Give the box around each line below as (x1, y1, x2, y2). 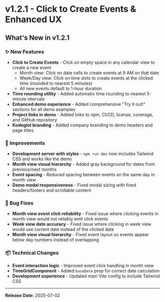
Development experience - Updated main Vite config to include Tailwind (12, 273, 160, 279)
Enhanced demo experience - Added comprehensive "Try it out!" (12, 101, 146, 107)
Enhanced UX (5, 14, 62, 25)
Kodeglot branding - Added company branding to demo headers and (12, 122, 153, 128)
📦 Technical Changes (5, 249, 59, 256)
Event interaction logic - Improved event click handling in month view (12, 262, 154, 269)
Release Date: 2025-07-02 (5, 292, 60, 298)
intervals (27, 96, 45, 102)
